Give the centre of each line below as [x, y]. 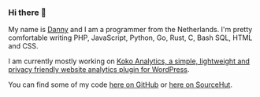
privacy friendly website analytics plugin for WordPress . [99, 70]
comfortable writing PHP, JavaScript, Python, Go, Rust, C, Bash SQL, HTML [130, 38]
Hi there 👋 [28, 13]
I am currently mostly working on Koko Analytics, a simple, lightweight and [129, 61]
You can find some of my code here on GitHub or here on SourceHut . [120, 84]
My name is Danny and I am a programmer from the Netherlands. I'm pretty [130, 30]
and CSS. [23, 46]
